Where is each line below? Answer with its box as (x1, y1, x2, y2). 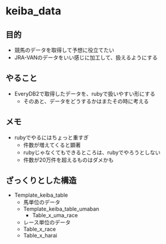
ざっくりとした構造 (5, 175, 77, 186)
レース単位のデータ (23, 219, 71, 226)
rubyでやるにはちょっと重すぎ (14, 133, 89, 141)
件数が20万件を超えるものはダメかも (23, 156, 114, 163)
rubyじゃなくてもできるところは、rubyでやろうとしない (23, 148, 161, 156)
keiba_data (5, 4, 61, 18)
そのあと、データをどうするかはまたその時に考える (23, 97, 149, 105)
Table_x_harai (23, 232, 58, 239)
